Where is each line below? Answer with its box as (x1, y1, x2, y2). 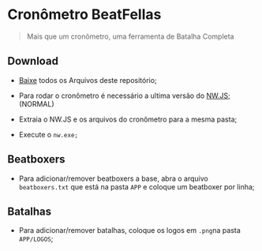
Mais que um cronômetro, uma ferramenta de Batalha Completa (26, 32, 234, 41)
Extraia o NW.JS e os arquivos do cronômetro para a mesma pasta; (18, 114, 238, 124)
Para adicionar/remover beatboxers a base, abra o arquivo (18, 174, 208, 183)
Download (7, 54, 58, 68)
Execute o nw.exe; (18, 129, 78, 139)
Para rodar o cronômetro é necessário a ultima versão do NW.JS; (18, 91, 230, 100)
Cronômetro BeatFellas (7, 6, 162, 24)
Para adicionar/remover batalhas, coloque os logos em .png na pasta (18, 226, 241, 235)
